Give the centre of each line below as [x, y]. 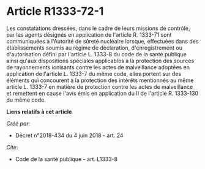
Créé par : [18, 123]
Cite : [12, 147]
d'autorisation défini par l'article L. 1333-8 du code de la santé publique [97, 54]
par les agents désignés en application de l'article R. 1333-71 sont [89, 34]
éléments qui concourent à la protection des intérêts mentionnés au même [100, 80]
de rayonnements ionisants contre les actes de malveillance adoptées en [98, 67]
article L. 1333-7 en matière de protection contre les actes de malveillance [100, 86]
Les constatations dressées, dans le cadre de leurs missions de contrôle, [98, 28]
